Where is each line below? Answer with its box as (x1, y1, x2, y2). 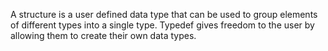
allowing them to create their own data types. (10, 30, 197, 41)
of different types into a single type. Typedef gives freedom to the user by (10, 19, 315, 31)
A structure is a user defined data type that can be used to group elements (10, 9, 318, 20)
